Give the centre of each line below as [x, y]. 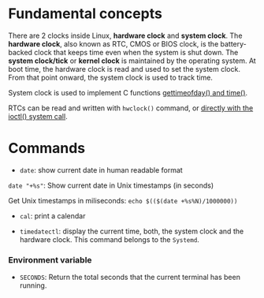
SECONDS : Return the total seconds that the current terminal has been [130, 278]
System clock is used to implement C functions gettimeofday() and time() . [128, 92]
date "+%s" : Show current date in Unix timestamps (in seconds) [111, 185]
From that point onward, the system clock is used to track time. [110, 77]
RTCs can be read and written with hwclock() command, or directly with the [131, 108]
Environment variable [50, 259]
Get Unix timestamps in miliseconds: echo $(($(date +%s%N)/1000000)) [123, 200]
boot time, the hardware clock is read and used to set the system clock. [124, 69]
